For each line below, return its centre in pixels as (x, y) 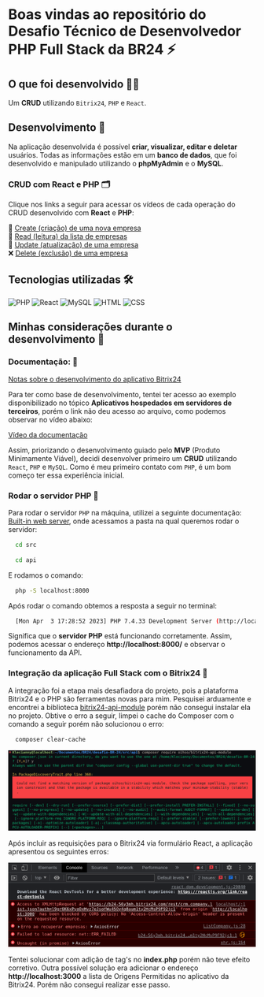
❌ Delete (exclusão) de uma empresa (68, 253)
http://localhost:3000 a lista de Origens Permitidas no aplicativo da (119, 976)
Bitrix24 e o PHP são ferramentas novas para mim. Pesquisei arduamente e (130, 698)
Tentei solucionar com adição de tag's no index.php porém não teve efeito (129, 959)
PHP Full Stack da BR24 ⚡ (92, 50)
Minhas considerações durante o (90, 327)
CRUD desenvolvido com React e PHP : (71, 213)
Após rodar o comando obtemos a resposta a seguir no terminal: (113, 605)
